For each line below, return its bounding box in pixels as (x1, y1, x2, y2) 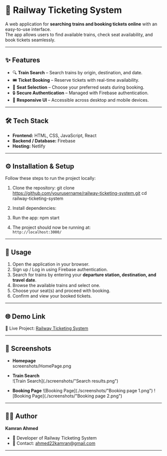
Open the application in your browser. (12, 261, 90, 267)
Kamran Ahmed (5, 425, 38, 431)
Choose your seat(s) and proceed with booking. (12, 288, 111, 294)
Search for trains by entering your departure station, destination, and (12, 272, 157, 278)
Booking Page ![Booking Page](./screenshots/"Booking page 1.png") (12, 387, 153, 393)
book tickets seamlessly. (5, 37, 56, 43)
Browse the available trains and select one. (12, 283, 100, 289)
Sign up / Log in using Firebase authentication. (12, 267, 108, 273)
